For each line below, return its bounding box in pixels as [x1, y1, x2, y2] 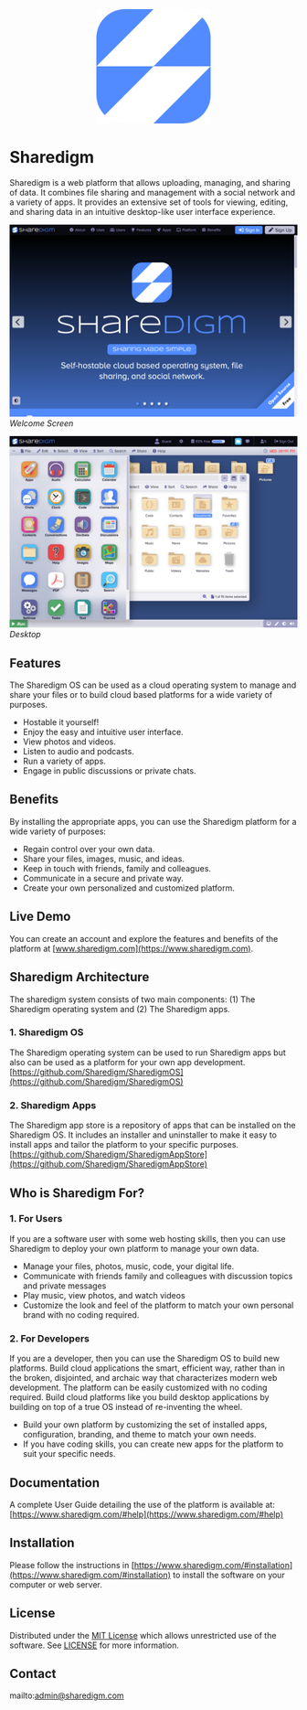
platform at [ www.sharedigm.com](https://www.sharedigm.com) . [9, 943, 254, 954]
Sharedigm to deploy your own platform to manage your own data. [9, 1243, 259, 1254]
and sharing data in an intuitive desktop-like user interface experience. [9, 206, 276, 217]
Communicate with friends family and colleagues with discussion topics [22, 1270, 293, 1281]
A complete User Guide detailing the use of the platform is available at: [9, 1499, 276, 1510]
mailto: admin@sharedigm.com [9, 1690, 125, 1701]
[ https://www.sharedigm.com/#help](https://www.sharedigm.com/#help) [9, 1509, 283, 1520]
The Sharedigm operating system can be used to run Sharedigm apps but [9, 1047, 286, 1058]
